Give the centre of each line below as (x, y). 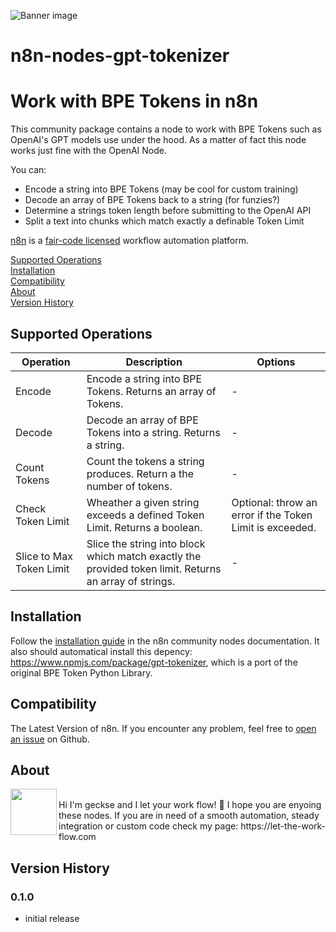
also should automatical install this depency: (101, 651)
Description (154, 362)
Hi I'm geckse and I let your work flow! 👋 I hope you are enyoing (190, 805)
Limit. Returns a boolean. (144, 527)
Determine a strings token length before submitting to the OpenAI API (168, 211)
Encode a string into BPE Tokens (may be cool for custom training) (161, 189)
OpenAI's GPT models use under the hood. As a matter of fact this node (158, 140)
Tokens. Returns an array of (151, 391)
